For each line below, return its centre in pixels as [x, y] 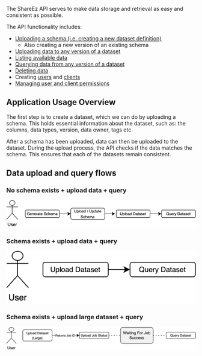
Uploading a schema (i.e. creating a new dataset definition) [88, 38]
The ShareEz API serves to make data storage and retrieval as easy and [95, 9]
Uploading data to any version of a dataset [68, 51]
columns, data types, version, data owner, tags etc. [70, 130]
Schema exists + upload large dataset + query [75, 317]
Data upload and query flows [61, 173]
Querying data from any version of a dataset [70, 64]
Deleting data [32, 71]
